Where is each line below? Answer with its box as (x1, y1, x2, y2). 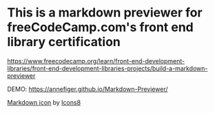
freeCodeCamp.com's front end (7, 19, 194, 35)
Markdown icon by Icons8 (7, 98, 81, 106)
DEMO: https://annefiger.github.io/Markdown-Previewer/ (7, 85, 168, 93)
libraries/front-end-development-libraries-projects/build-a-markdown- (7, 64, 208, 72)
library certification (7, 34, 121, 50)
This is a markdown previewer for (7, 5, 203, 21)
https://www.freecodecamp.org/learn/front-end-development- (7, 56, 185, 65)
